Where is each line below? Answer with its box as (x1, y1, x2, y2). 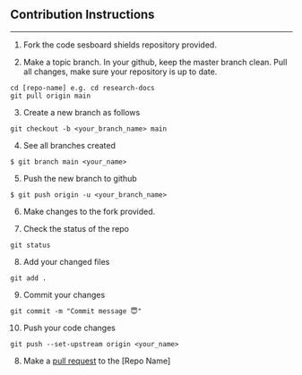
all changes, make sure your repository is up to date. (22, 66, 218, 77)
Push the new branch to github (22, 173, 137, 183)
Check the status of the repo (22, 223, 129, 234)
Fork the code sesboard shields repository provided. (22, 39, 218, 50)
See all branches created (22, 140, 116, 150)
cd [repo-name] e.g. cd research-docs (10, 83, 155, 92)
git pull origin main (10, 91, 91, 100)
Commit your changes (22, 289, 106, 300)
